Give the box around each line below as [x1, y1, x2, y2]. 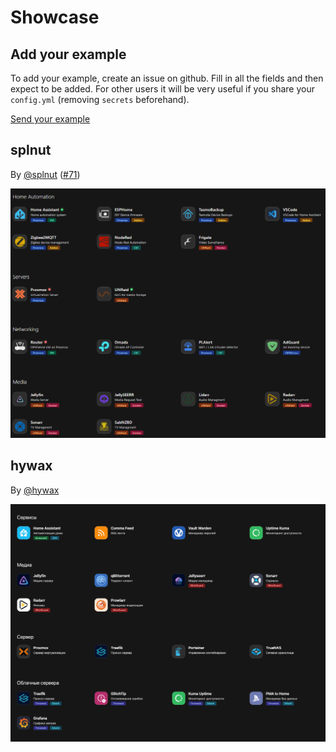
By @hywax [10, 484, 60, 496]
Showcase [10, 6, 100, 29]
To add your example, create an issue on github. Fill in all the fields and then [10, 72, 324, 84]
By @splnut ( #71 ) [10, 168, 81, 180]
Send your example [10, 113, 91, 125]
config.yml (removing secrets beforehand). [10, 94, 190, 105]
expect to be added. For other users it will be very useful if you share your [10, 83, 315, 95]
